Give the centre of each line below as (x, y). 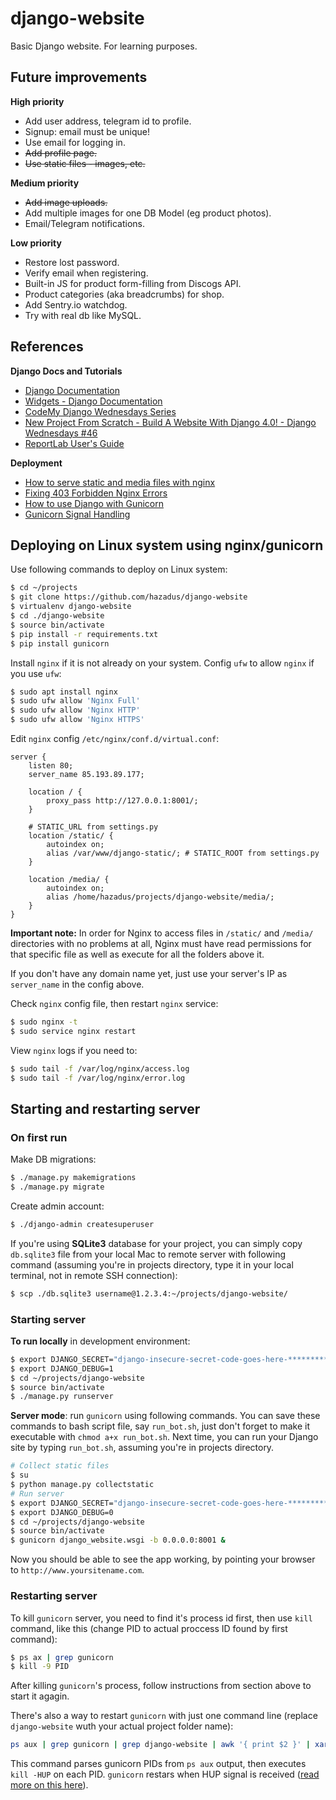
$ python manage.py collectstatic (82, 1485)
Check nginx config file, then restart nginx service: (114, 1003)
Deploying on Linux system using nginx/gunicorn (167, 545)
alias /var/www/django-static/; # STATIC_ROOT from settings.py (183, 853)
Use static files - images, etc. (85, 163)
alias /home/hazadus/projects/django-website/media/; (160, 897)
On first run (39, 1137)
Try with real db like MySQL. (83, 315)
